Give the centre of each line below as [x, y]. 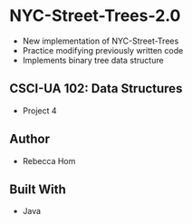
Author [29, 139]
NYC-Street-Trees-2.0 [95, 16]
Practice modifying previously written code [103, 50]
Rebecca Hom [49, 161]
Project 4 [39, 111]
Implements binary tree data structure [93, 60]
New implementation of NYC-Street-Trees [101, 41]
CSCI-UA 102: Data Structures [96, 88]
